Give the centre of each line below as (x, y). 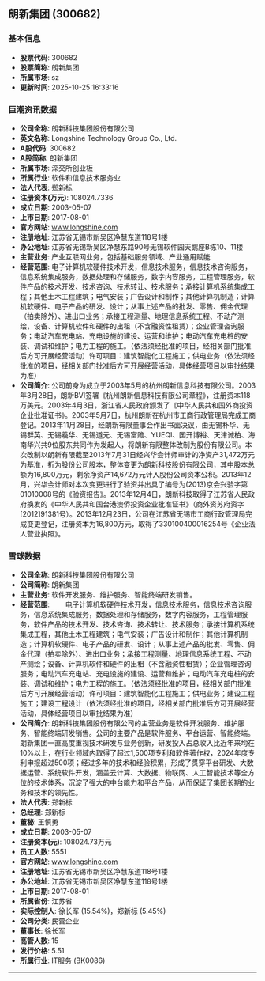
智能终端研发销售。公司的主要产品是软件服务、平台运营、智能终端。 (144, 733)
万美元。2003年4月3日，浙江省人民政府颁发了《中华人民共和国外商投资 (136, 405)
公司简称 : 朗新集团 (49, 585)
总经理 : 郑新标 (42, 812)
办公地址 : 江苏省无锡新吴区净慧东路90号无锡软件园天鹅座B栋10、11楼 (131, 247)
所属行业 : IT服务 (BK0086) (62, 960)
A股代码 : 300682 (48, 148)
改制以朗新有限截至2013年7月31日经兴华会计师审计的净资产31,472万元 (140, 454)
